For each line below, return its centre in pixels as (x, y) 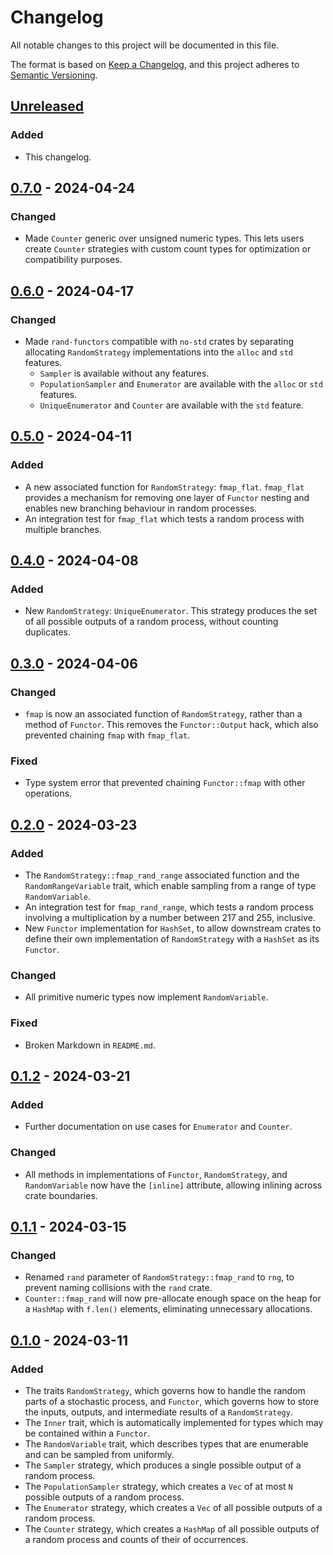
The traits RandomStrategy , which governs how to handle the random (165, 1390)
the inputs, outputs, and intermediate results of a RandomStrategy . (158, 1412)
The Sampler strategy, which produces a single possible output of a (163, 1465)
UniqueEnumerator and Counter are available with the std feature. (171, 405)
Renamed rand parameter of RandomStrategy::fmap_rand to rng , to (159, 1277)
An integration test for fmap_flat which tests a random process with (164, 518)
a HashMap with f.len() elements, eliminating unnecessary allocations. (168, 1309)
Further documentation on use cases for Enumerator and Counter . (158, 1127)
